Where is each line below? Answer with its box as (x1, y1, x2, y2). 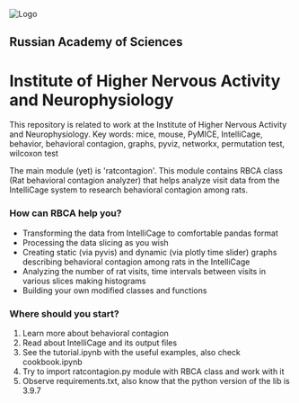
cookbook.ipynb (22, 356, 83, 367)
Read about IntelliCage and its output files (22, 337, 178, 348)
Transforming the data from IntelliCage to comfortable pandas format (22, 228, 278, 238)
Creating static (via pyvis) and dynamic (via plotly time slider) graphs (22, 246, 277, 257)
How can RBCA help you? (9, 207, 122, 219)
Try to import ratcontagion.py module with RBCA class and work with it (22, 365, 285, 377)
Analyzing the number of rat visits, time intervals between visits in (22, 265, 267, 276)
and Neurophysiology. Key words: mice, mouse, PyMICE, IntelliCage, (9, 129, 263, 139)
